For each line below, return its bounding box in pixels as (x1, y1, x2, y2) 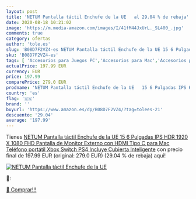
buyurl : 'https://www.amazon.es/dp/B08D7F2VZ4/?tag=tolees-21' (6, 107, 163, 112)
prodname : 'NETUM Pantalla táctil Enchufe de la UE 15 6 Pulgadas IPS (6, 85, 187, 91)
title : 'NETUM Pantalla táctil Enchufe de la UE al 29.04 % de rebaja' (6, 14, 190, 20)
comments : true (6, 30, 43, 36)
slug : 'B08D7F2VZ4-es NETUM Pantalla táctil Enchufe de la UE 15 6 (6, 47, 174, 53)
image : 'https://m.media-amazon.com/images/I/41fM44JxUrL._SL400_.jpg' (6, 25, 184, 31)
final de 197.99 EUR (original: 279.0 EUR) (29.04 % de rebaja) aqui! (6, 152, 166, 159)
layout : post (6, 8, 38, 15)
